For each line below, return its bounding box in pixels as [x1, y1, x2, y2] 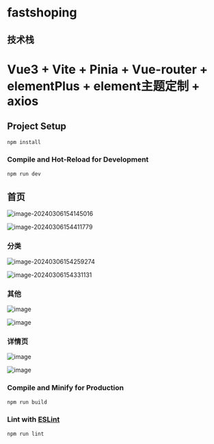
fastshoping [7, 5, 77, 21]
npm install [7, 138, 41, 145]
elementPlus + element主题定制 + [7, 78, 200, 94]
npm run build [7, 399, 48, 406]
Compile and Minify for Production [7, 383, 124, 393]
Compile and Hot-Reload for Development [7, 155, 149, 164]
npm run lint [7, 430, 44, 437]
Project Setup [7, 121, 67, 132]
